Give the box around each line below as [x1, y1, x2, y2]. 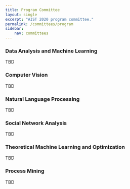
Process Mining [5, 167, 45, 174]
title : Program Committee [5, 7, 60, 13]
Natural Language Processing [5, 95, 80, 102]
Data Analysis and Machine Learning [5, 47, 98, 54]
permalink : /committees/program [5, 21, 73, 27]
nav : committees [14, 31, 49, 36]
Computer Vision [5, 72, 48, 79]
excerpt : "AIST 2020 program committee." [5, 17, 94, 22]
